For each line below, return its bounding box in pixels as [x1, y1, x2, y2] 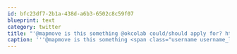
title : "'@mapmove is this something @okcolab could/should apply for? [7, 29, 222, 37]
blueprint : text [7, 17, 55, 24]
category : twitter [7, 23, 61, 30]
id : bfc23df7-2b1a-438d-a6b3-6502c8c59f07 [7, 10, 134, 18]
